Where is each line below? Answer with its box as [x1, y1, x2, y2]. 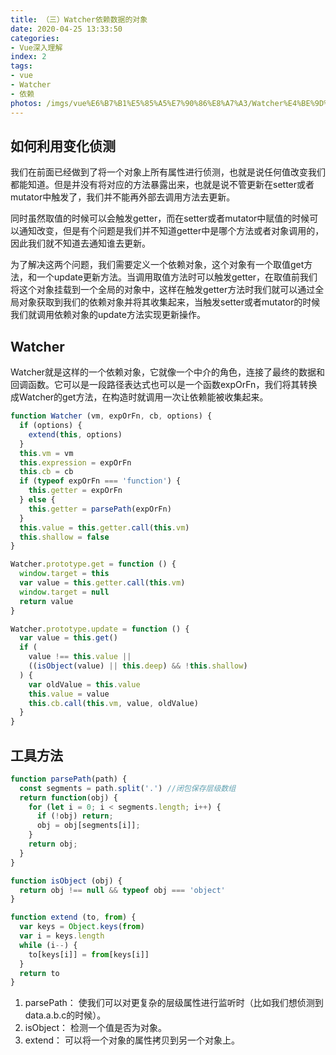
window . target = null [19, 587, 110, 597]
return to [19, 968, 60, 978]
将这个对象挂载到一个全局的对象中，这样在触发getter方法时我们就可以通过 [10, 284, 316, 296]
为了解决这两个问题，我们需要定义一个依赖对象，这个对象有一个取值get [10, 259, 305, 271]
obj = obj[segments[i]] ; [36, 821, 141, 831]
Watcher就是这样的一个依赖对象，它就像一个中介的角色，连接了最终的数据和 [10, 366, 326, 378]
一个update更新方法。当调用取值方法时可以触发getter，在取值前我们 [36, 271, 318, 283]
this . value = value [28, 689, 110, 699]
